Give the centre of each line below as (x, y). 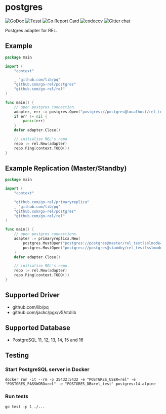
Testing (17, 355)
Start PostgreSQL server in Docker (47, 369)
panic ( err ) (34, 121)
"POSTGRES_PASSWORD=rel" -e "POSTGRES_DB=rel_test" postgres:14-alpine (80, 384)
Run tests (17, 396)
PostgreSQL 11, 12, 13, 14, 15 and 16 (48, 340)
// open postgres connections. (46, 234)
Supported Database (38, 328)
